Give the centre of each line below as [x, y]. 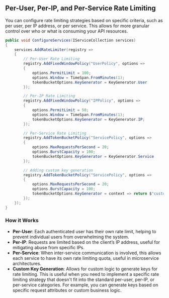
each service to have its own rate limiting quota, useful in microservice [86, 258]
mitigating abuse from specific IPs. [48, 247]
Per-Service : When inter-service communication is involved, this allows [87, 253]
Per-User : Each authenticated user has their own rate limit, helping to [84, 231]
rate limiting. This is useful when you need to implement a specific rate [86, 274]
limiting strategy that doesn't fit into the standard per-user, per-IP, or [83, 279]
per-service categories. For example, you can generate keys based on [85, 285]
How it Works [22, 221]
